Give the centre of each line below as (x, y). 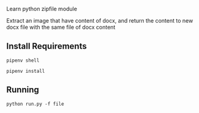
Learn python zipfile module (42, 9)
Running (23, 90)
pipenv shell (23, 60)
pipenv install (26, 71)
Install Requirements (47, 46)
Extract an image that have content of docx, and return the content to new (100, 20)
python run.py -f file (35, 104)
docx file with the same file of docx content (61, 27)
